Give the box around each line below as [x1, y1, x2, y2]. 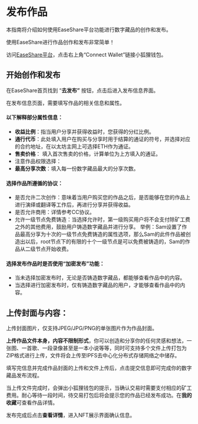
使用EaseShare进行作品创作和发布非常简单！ [6, 38, 115, 45]
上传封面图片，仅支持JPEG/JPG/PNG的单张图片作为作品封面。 [6, 325, 158, 332]
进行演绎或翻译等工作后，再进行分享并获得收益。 [14, 201, 134, 208]
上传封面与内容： [6, 308, 68, 318]
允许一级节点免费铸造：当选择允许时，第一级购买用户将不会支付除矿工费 [14, 216, 190, 223]
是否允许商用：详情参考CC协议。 [14, 209, 95, 216]
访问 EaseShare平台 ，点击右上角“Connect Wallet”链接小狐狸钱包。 [6, 51, 167, 58]
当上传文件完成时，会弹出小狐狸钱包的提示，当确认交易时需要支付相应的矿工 [6, 384, 192, 392]
